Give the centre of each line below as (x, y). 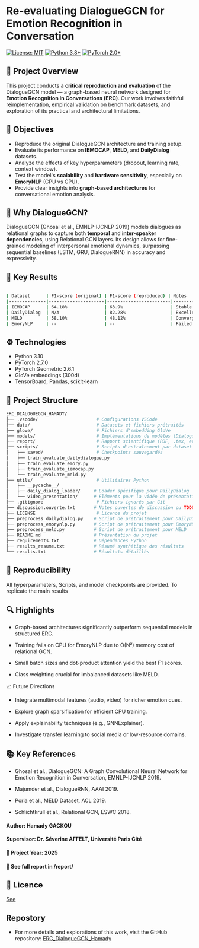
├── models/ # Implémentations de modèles (88, 436)
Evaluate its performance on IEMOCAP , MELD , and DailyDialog (92, 150)
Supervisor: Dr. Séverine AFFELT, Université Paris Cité (74, 839)
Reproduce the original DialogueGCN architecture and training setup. (99, 144)
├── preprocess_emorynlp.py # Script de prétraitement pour (90, 524)
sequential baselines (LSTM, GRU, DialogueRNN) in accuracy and (86, 252)
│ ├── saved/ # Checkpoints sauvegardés (84, 453)
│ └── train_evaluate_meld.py (46, 475)
